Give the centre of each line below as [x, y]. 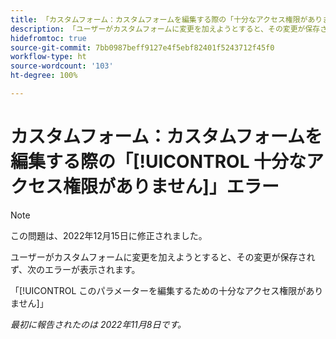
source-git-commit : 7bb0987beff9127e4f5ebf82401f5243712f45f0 [142, 47]
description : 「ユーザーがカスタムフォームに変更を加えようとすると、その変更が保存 [165, 29]
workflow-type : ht [48, 57]
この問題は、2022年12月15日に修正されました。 [109, 235]
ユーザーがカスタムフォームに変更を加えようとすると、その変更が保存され [163, 257]
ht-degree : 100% [44, 76]
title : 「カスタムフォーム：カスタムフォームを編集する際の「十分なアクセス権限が [159, 19]
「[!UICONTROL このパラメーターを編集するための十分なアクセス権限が [158, 290]
